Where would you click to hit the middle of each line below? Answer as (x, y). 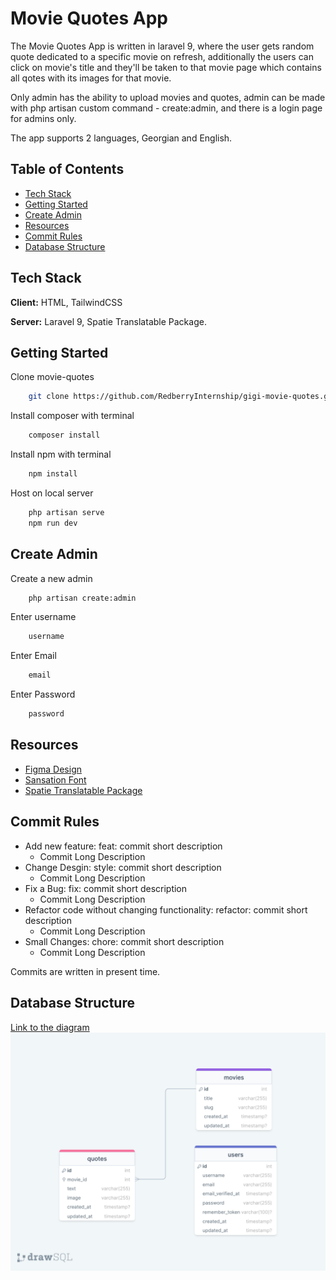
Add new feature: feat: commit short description (123, 846)
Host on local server (52, 493)
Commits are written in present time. (85, 971)
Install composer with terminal (72, 416)
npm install (53, 474)
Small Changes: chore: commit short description (124, 941)
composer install (64, 435)
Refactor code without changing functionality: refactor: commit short (166, 909)
